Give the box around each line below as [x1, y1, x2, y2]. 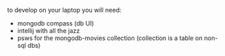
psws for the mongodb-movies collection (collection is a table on [17, 34, 203, 42]
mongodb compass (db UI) [17, 19, 95, 27]
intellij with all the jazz [17, 27, 80, 35]
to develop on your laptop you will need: [7, 6, 122, 14]
